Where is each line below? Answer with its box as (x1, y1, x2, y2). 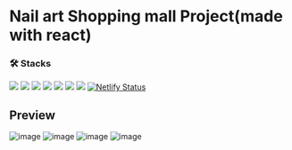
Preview (9, 107, 56, 122)
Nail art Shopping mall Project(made (9, 6, 283, 27)
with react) (9, 25, 92, 45)
